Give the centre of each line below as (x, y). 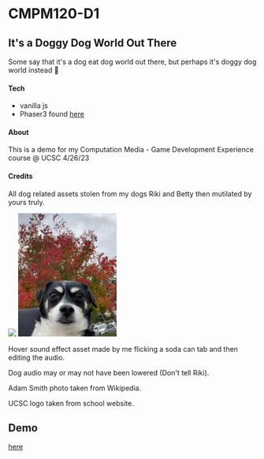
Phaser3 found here (52, 114)
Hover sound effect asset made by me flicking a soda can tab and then (123, 349)
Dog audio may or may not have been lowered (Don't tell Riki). (109, 372)
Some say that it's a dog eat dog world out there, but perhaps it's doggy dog (132, 62)
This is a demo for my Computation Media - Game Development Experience (131, 150)
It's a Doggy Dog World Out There (93, 43)
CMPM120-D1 (54, 14)
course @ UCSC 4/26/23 (49, 158)
